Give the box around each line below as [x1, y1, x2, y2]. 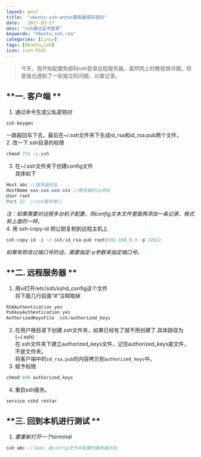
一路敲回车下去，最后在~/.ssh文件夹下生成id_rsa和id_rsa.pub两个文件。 [6, 132, 182, 139]
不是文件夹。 [14, 348, 47, 355]
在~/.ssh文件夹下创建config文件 [14, 162, 94, 170]
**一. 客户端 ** [6, 91, 61, 101]
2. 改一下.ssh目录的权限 [6, 139, 64, 146]
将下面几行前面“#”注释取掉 [14, 292, 81, 299]
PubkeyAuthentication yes [6, 310, 70, 316]
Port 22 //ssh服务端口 [6, 198, 61, 205]
